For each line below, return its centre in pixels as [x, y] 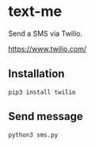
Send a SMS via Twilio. [46, 33]
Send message [46, 116]
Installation [36, 74]
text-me [35, 12]
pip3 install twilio [42, 92]
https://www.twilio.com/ [47, 48]
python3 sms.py [33, 135]
